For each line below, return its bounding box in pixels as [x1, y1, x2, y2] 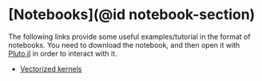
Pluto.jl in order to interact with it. [8, 48, 117, 58]
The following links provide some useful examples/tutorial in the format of [8, 32, 251, 41]
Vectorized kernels [19, 64, 82, 73]
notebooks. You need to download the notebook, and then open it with [8, 40, 240, 49]
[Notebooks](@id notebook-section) [8, 6, 256, 24]
